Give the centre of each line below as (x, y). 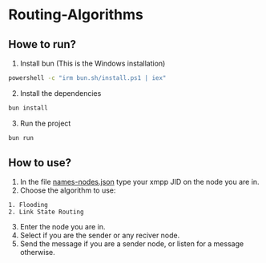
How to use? (40, 163)
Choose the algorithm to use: (68, 190)
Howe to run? (42, 44)
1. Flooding (28, 205)
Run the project (45, 123)
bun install (28, 108)
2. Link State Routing (46, 212)
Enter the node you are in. (62, 227)
